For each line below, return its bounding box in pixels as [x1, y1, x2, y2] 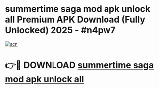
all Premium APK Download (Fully [5, 14, 145, 25]
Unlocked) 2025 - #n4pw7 [5, 25, 116, 36]
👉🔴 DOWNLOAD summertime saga [5, 60, 154, 71]
